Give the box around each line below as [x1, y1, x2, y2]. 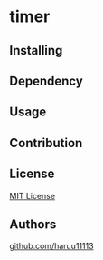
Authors [9, 216, 57, 232]
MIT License [9, 190, 56, 201]
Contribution [9, 135, 83, 151]
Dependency [9, 73, 83, 88]
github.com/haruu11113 [9, 241, 94, 252]
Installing [9, 43, 63, 58]
